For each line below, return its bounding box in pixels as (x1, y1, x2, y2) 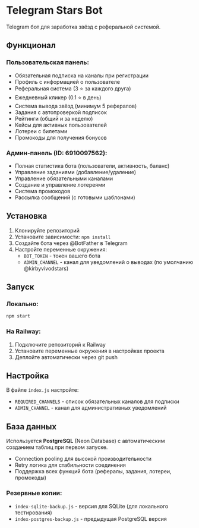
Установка (6, 211, 48, 221)
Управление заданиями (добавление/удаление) (14, 168, 137, 175)
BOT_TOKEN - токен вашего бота (23, 252, 101, 259)
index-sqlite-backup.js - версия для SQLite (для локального (14, 502, 169, 510)
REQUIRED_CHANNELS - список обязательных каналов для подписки (14, 398, 179, 405)
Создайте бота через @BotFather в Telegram (14, 239, 128, 247)
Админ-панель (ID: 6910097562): (6, 149, 108, 157)
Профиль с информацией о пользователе (14, 78, 121, 85)
